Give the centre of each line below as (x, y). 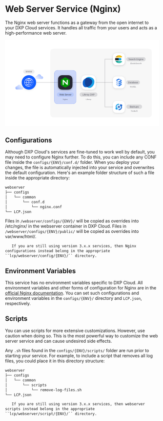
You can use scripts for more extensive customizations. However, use (75, 331)
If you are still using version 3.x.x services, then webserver (78, 404)
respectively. (18, 304)
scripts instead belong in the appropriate (50, 409)
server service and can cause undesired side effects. (59, 341)
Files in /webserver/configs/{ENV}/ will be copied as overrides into (72, 221)
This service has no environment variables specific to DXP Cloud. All (74, 283)
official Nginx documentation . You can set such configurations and (72, 293)
